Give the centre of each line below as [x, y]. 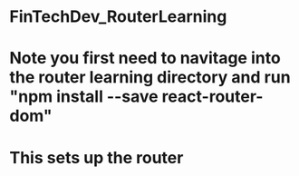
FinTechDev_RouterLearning [118, 17]
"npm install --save [84, 97]
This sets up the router [96, 157]
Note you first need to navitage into [145, 59]
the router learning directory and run [150, 78]
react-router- [212, 97]
